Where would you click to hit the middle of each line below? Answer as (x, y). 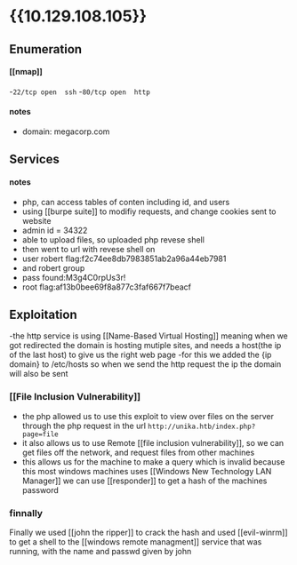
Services (35, 159)
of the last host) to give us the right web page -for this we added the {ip (140, 355)
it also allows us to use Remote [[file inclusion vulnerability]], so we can (153, 442)
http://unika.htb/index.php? (202, 426)
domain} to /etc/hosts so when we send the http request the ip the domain (145, 364)
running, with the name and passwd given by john (100, 551)
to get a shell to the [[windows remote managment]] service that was (136, 541)
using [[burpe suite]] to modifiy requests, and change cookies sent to (149, 211)
